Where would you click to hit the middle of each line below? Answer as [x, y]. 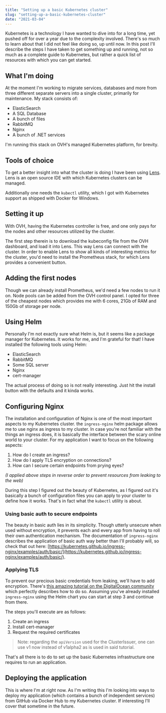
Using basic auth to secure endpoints [51, 514]
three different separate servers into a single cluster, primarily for [72, 93]
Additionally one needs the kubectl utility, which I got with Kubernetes [77, 193]
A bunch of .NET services [39, 135]
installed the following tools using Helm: [46, 344]
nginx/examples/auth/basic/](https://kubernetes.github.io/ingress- [74, 552]
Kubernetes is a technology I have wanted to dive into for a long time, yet [80, 34]
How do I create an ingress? [41, 455]
